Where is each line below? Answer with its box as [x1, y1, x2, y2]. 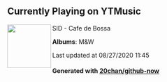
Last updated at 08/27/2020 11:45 [52, 51, 150, 59]
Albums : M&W [52, 38, 94, 46]
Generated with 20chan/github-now [52, 67, 160, 75]
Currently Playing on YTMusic [7, 6, 141, 17]
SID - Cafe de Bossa [52, 24, 110, 32]
